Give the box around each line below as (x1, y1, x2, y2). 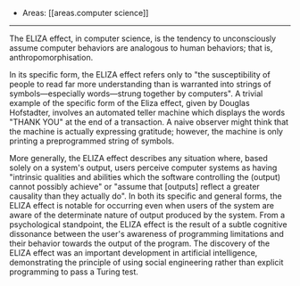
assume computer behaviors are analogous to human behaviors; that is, (9, 43, 273, 53)
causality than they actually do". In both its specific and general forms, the (9, 191, 283, 201)
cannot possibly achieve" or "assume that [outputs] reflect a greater (9, 182, 261, 192)
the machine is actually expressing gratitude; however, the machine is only (9, 127, 284, 136)
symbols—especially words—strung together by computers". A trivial (9, 88, 263, 99)
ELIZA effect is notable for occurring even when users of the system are (9, 200, 275, 210)
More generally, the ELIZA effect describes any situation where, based (9, 153, 268, 163)
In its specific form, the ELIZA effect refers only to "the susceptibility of (9, 69, 271, 79)
